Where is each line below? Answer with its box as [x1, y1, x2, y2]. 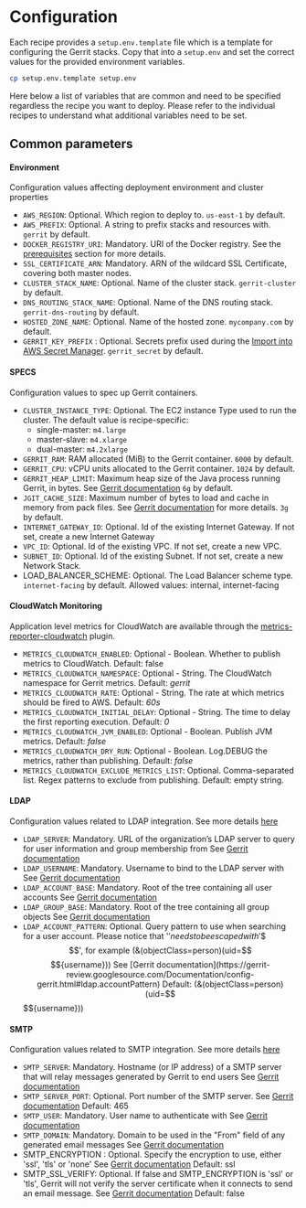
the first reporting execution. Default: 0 [22, 716, 170, 727]
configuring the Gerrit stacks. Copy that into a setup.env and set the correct [9, 46, 295, 57]
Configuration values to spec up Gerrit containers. [9, 387, 198, 398]
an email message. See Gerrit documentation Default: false [22, 1188, 245, 1199]
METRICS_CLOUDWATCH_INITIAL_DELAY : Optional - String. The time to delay [22, 706, 290, 717]
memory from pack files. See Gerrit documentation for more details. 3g [22, 501, 290, 513]
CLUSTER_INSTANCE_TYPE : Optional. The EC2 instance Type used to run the [22, 404, 297, 415]
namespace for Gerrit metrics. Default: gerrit [22, 677, 191, 688]
